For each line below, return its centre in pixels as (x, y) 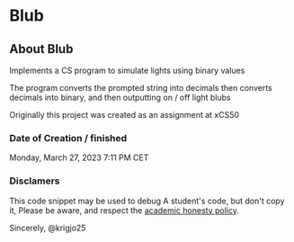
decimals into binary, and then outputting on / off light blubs (120, 97)
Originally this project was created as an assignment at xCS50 (125, 115)
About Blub (41, 49)
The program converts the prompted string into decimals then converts (141, 88)
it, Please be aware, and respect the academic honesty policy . (125, 210)
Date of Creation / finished (68, 138)
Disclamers (35, 181)
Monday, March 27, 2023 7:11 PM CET (79, 157)
